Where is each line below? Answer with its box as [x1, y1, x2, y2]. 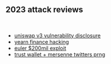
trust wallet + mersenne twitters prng [14, 50, 106, 58]
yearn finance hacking [14, 38, 69, 45]
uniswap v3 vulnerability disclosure [14, 32, 101, 39]
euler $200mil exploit [14, 44, 66, 52]
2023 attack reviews [5, 5, 84, 15]
